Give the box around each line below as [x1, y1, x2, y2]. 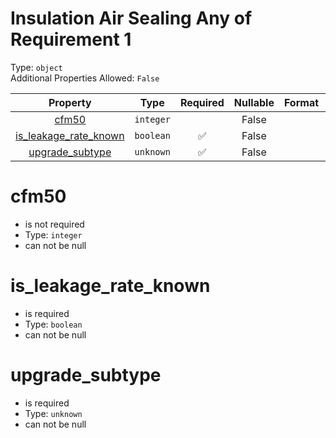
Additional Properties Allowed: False [10, 72, 160, 84]
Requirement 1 [10, 28, 132, 51]
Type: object [10, 61, 63, 73]
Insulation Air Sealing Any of [10, 7, 253, 30]
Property [48, 95, 92, 109]
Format [283, 95, 320, 109]
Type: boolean [24, 318, 83, 330]
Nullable [233, 95, 275, 109]
